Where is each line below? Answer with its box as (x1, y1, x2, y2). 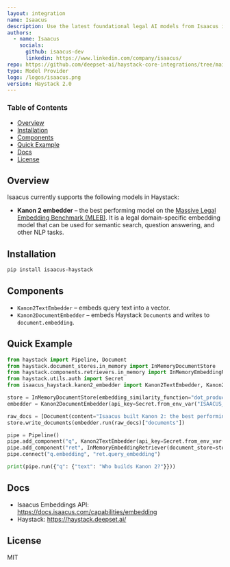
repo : (7, 61, 23, 68)
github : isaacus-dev (25, 49, 84, 56)
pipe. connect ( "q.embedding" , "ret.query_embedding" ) (7, 451, 161, 458)
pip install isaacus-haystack (7, 266, 94, 273)
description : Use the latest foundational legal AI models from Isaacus (7, 23, 219, 30)
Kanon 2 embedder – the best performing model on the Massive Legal (16, 207, 216, 215)
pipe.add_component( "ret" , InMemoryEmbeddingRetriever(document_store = (7, 444, 216, 452)
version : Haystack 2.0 (7, 80, 72, 87)
